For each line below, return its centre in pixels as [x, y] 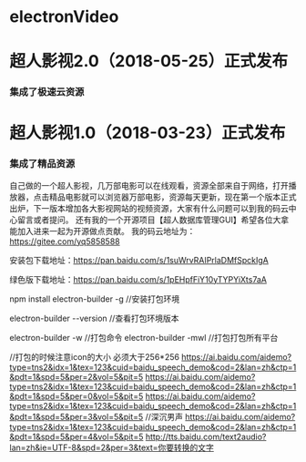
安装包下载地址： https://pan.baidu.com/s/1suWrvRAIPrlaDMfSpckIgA [139, 260]
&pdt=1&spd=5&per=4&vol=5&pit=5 [76, 436]
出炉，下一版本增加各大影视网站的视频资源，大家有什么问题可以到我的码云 [149, 208]
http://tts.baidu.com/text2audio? [206, 436]
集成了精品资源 [42, 164]
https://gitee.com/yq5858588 [65, 241]
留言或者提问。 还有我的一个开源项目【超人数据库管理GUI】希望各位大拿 [153, 220]
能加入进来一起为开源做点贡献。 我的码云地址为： [102, 231]
